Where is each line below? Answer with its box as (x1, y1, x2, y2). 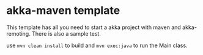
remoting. (6, 30, 31, 37)
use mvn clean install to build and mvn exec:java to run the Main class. (6, 42, 188, 49)
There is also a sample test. (31, 30, 101, 37)
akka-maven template (6, 4, 120, 18)
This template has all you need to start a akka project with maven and (6, 24, 182, 31)
